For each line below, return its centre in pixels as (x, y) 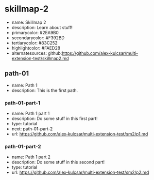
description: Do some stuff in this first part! (55, 119)
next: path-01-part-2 (32, 129)
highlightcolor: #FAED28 (36, 48)
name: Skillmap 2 (29, 22)
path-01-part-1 (22, 103)
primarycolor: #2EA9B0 (35, 32)
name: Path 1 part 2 (31, 157)
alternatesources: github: (37, 53)
